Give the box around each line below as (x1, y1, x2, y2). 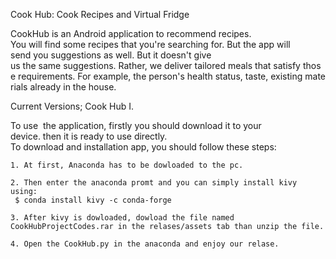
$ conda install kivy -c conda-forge (14, 195, 172, 205)
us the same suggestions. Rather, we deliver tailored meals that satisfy (10, 60, 301, 71)
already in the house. (29, 81, 117, 93)
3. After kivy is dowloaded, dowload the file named (10, 213, 235, 223)
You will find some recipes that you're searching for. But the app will (10, 39, 291, 50)
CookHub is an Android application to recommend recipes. (10, 28, 252, 39)
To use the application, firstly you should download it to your (10, 120, 262, 131)
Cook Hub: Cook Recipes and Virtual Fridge (10, 9, 190, 20)
